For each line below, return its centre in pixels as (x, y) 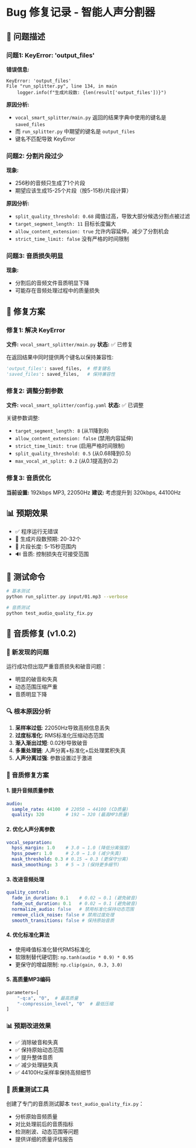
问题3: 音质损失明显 (35, 256)
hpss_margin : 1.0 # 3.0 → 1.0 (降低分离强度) (71, 848)
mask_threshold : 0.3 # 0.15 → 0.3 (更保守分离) (70, 859)
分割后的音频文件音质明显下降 (52, 283)
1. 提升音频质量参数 (30, 790)
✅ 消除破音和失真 (36, 1042)
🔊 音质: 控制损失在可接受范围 (52, 554)
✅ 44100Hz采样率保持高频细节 (53, 1072)
